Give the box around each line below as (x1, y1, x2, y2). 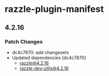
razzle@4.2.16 (19, 60, 49, 66)
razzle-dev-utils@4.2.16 (19, 65, 69, 71)
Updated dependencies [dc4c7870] (12, 55, 86, 61)
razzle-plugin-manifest (5, 3, 104, 15)
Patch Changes (5, 38, 43, 45)
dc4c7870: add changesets (12, 49, 69, 55)
